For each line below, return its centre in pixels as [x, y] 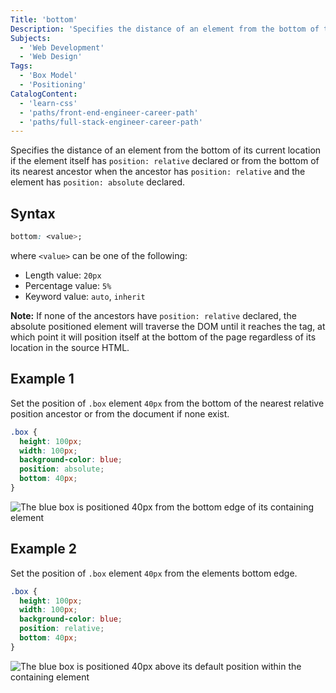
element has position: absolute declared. [97, 182]
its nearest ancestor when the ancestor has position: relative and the [158, 172]
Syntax [33, 213]
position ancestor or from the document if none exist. [120, 413]
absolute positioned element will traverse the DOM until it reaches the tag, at [168, 326]
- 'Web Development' [62, 47]
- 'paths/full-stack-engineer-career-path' [111, 122]
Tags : [21, 66]
